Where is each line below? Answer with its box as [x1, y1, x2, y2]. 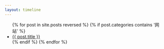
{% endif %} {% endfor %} [12, 38, 68, 45]
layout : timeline [5, 7, 41, 12]
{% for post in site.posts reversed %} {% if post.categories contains [12, 21, 152, 27]
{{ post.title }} [12, 33, 41, 39]
